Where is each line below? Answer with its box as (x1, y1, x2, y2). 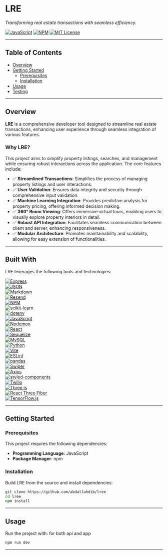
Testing (12, 88, 28, 94)
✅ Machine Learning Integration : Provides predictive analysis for (12, 197, 147, 203)
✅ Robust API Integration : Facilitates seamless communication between (12, 219, 161, 225)
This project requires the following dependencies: (5, 441, 107, 447)
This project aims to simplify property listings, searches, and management (5, 155, 158, 161)
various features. (5, 131, 40, 138)
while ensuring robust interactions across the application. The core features (5, 161, 161, 167)
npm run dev (5, 540, 30, 545)
